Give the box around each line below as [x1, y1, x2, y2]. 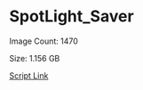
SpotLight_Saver [9, 6, 135, 27]
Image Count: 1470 [9, 36, 78, 46]
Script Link [9, 70, 49, 81]
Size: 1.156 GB [9, 53, 60, 63]
